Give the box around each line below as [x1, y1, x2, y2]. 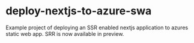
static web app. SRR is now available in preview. [5, 30, 124, 37]
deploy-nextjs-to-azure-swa [5, 4, 152, 18]
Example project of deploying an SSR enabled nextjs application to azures [5, 24, 189, 31]
